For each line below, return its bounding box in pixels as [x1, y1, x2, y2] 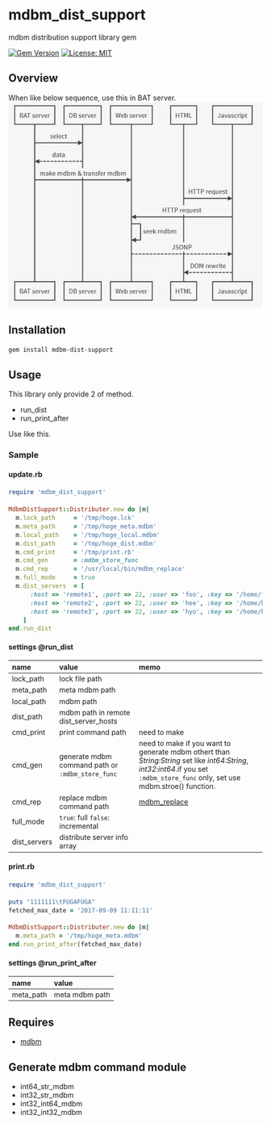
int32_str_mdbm [19, 1090, 74, 1100]
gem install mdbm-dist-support [8, 346, 114, 354]
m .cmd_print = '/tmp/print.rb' [15, 547, 135, 556]
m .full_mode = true [15, 573, 95, 582]
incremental [59, 821, 99, 831]
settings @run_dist [8, 642, 74, 652]
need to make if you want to [138, 739, 231, 749]
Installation [8, 323, 66, 337]
